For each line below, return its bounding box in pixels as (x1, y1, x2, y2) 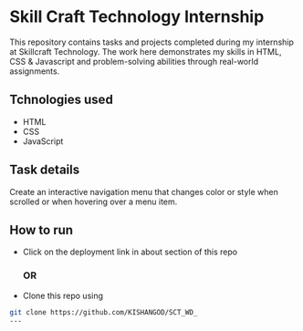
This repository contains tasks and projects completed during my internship (9, 36, 295, 47)
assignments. (9, 66, 60, 77)
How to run (9, 222, 74, 238)
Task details (9, 162, 80, 178)
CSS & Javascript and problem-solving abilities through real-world (9, 56, 258, 67)
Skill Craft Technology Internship (9, 6, 265, 27)
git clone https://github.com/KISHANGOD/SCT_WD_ (9, 307, 198, 316)
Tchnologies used (9, 92, 114, 108)
